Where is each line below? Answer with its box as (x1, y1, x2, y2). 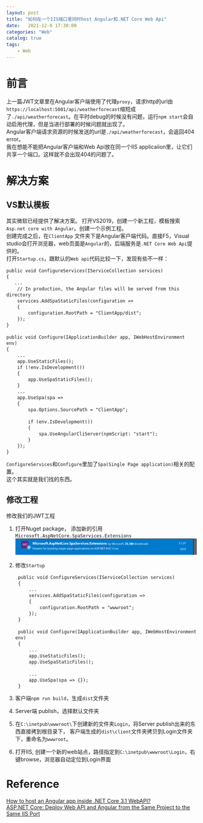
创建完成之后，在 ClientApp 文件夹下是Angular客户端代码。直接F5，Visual (6, 232, 190, 239)
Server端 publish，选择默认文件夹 (14, 707, 100, 714)
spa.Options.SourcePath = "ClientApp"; (28, 407, 129, 413)
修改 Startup (14, 561, 45, 569)
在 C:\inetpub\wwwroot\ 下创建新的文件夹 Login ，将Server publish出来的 (14, 720, 191, 728)
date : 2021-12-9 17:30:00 (6, 22, 77, 28)
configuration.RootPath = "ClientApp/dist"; (28, 310, 142, 316)
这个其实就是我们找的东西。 (6, 475, 76, 483)
